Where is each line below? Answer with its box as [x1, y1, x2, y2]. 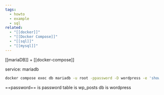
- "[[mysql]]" [9, 43, 38, 48]
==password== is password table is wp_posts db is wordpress [5, 84, 131, 90]
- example [9, 16, 29, 21]
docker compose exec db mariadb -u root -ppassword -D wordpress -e [5, 76, 147, 80]
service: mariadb [5, 66, 39, 72]
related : [5, 25, 23, 30]
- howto [9, 12, 25, 17]
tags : [5, 7, 16, 12]
